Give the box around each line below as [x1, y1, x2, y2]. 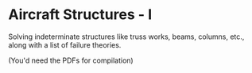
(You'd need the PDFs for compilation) [8, 56, 134, 65]
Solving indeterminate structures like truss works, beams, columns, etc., [8, 32, 245, 41]
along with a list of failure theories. [8, 40, 122, 49]
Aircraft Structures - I [8, 6, 153, 24]
